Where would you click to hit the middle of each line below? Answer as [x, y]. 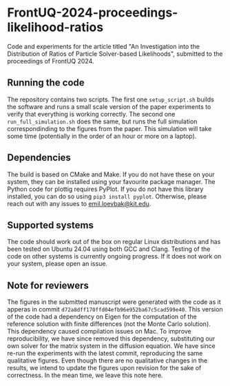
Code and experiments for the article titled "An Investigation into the [103, 46]
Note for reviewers [48, 285]
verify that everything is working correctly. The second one [91, 114]
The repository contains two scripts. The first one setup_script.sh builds [111, 99]
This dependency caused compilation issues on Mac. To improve [99, 332]
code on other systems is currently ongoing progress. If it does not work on [114, 256]
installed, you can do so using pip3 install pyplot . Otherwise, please [107, 196]
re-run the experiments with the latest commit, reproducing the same [105, 354]
